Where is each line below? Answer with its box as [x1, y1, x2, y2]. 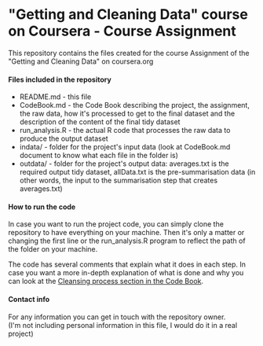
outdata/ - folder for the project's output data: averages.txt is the [19, 159, 229, 168]
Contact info [8, 294, 50, 304]
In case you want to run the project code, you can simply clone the [8, 219, 224, 229]
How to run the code [8, 202, 76, 212]
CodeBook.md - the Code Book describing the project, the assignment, [19, 101, 250, 110]
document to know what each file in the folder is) [19, 151, 179, 160]
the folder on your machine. [8, 245, 98, 254]
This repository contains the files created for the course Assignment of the [8, 48, 250, 57]
